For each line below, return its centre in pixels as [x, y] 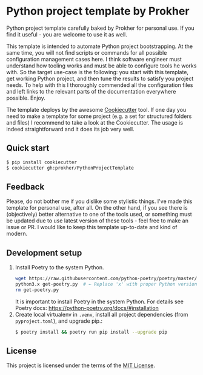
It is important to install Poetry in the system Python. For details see [99, 301]
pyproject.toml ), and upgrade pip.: [59, 321]
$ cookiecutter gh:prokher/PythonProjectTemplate [70, 168]
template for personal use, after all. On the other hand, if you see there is [97, 208]
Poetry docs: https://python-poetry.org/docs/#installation [87, 308]
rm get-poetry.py [37, 290]
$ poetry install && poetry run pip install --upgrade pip [91, 332]
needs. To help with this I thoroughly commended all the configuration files [100, 85]
